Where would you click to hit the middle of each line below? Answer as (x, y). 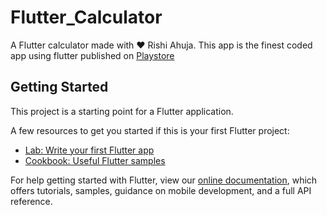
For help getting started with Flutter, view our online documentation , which (164, 180)
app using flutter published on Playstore (92, 55)
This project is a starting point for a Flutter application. (122, 111)
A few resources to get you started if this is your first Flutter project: (150, 130)
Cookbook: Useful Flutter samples (95, 160)
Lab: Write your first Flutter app (89, 150)
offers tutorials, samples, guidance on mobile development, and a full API (161, 190)
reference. (31, 201)
